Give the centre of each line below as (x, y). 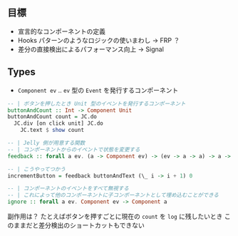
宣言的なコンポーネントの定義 (61, 31)
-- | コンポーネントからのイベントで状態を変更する (74, 149)
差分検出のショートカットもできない (91, 225)
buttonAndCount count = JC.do (52, 117)
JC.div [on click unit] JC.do (58, 123)
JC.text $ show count (52, 130)
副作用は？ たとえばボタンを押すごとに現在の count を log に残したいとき (115, 216)
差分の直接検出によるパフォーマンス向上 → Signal (90, 49)
